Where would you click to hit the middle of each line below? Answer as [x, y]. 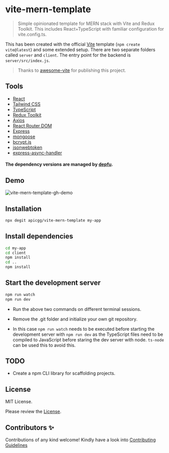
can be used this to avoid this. [44, 345]
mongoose [24, 137]
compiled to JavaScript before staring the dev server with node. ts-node [88, 339]
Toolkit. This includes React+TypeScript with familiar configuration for [91, 29]
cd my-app [16, 248]
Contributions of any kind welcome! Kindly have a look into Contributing [81, 440]
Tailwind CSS [26, 104]
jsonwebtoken [27, 147]
